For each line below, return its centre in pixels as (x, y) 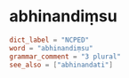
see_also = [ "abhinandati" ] (61, 65)
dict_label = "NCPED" (49, 40)
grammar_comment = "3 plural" (65, 56)
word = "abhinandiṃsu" (51, 48)
